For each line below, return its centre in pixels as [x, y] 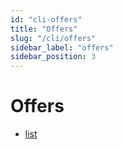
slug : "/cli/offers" [53, 38]
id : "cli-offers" [46, 19]
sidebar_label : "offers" [62, 47]
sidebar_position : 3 [53, 57]
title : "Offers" [44, 29]
